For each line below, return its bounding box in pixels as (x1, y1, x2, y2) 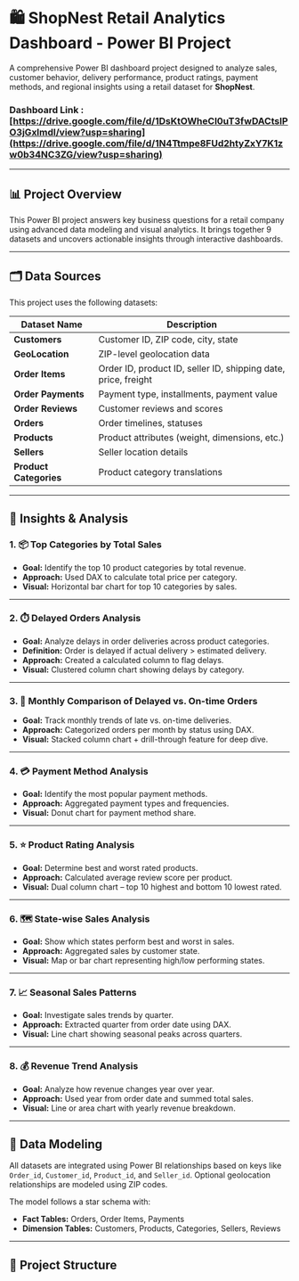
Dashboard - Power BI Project (9, 33, 231, 53)
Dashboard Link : (9, 103, 85, 116)
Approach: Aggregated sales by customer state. (21, 946, 200, 957)
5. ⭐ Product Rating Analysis (9, 839, 135, 851)
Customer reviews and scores (98, 402, 223, 415)
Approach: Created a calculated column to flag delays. (21, 654, 224, 665)
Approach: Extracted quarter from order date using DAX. (21, 1019, 231, 1031)
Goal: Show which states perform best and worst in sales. (21, 936, 235, 947)
